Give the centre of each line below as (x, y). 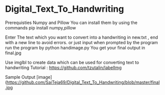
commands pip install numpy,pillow (41, 27)
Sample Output (20, 77)
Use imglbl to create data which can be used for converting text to (72, 62)
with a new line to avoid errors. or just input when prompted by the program (82, 42)
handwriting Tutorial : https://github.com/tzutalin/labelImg (63, 68)
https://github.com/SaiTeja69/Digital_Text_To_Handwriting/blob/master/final (83, 82)
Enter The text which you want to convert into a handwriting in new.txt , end (82, 37)
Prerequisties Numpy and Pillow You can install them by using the (71, 23)
